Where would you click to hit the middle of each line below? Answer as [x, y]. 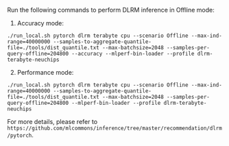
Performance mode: [45, 72]
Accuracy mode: [40, 23]
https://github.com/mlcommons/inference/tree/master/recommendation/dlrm [115, 128]
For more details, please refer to [52, 122]
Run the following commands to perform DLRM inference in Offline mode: [111, 10]
